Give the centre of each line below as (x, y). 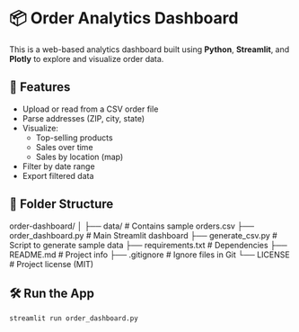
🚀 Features (40, 87)
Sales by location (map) (79, 157)
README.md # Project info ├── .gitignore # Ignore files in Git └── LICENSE (149, 255)
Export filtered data (58, 175)
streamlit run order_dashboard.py (74, 319)
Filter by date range (59, 166)
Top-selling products (75, 138)
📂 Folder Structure (62, 204)
